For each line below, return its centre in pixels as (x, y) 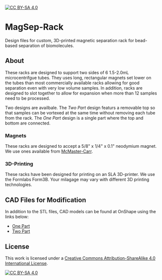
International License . (27, 263)
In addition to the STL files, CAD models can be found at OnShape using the (81, 212)
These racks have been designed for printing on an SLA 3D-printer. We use (80, 174)
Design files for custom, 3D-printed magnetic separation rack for (70, 40)
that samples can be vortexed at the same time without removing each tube (80, 113)
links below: (17, 217)
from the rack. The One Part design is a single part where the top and (74, 118)
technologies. (19, 185)
